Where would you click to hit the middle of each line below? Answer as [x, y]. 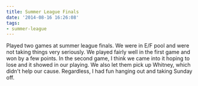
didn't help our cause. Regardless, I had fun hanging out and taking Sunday [99, 71]
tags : [13, 23]
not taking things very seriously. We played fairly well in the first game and [98, 52]
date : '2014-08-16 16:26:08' [43, 17]
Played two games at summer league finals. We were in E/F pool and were [98, 46]
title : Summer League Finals [43, 12]
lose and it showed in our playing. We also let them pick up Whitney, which [98, 65]
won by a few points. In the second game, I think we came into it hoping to [98, 58]
